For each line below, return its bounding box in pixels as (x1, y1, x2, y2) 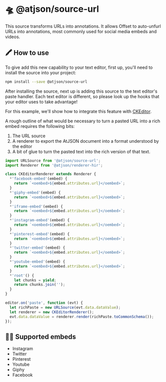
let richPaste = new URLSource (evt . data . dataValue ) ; (9, 305, 121, 310)
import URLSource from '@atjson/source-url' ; (5, 158, 101, 163)
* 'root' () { (9, 273, 35, 278)
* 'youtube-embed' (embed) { (9, 259, 65, 264)
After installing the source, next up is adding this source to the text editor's (5, 88, 158, 94)
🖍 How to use (5, 49, 50, 57)
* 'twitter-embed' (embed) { (9, 245, 65, 250)
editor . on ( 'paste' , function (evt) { (5, 300, 83, 305)
